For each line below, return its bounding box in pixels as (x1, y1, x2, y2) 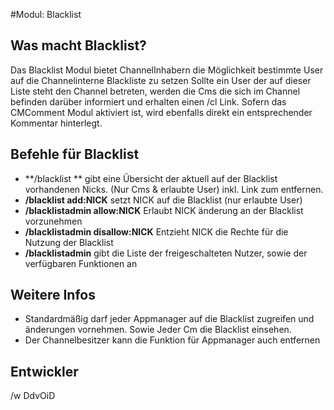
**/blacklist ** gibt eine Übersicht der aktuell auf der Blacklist (24, 172, 278, 184)
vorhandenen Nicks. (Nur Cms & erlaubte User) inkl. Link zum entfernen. (24, 183, 324, 195)
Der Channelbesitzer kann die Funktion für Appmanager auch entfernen (24, 334, 321, 346)
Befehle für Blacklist (10, 146, 140, 163)
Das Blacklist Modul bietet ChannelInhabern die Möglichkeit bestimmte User (10, 64, 324, 76)
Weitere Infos (10, 287, 96, 304)
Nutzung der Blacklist (24, 236, 114, 248)
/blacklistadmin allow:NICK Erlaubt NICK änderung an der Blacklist (24, 204, 304, 216)
